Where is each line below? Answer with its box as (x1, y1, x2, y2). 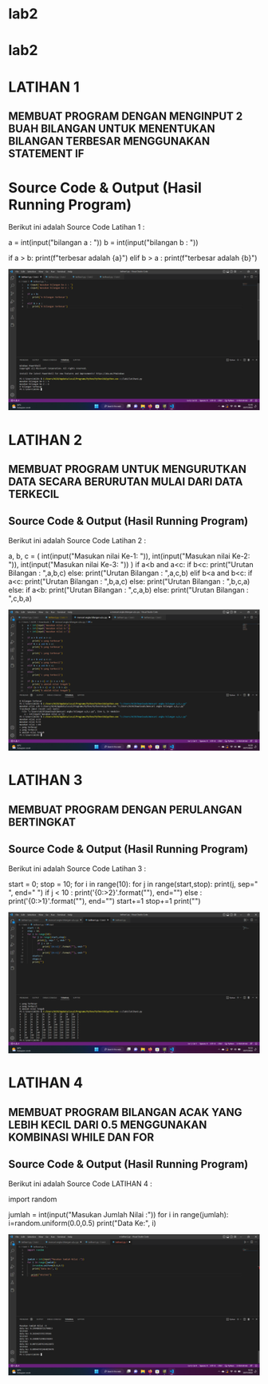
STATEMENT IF (8, 147, 85, 160)
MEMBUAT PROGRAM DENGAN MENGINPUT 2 (8, 109, 243, 123)
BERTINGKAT (8, 815, 77, 829)
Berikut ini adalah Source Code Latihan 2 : (8, 535, 147, 545)
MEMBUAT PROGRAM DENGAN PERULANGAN (8, 802, 242, 816)
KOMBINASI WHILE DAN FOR (8, 1130, 155, 1144)
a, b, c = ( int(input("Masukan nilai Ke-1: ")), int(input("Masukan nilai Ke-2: (8, 551, 250, 561)
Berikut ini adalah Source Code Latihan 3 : (8, 863, 147, 873)
